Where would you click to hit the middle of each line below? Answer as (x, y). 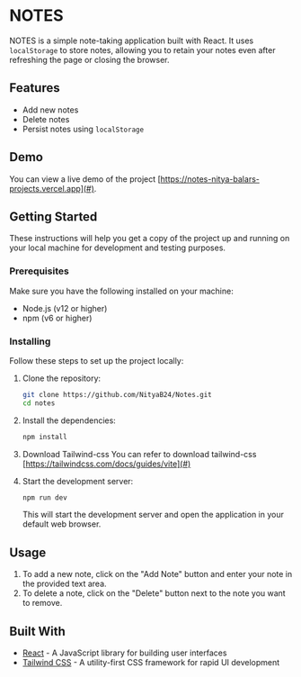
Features (35, 88)
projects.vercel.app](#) (52, 188)
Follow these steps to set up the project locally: (97, 360)
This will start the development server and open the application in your (153, 515)
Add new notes (50, 110)
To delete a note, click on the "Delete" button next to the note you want (154, 593)
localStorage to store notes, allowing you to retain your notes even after (142, 50)
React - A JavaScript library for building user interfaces (124, 653)
